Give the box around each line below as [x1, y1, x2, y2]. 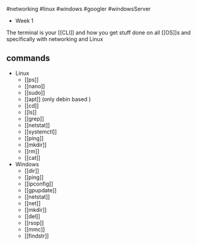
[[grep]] [24, 115, 45, 122]
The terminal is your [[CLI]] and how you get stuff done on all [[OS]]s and [6, 29, 191, 36]
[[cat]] [24, 154, 41, 161]
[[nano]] [24, 82, 45, 89]
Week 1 [15, 17, 34, 24]
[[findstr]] [24, 232, 49, 239]
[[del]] [24, 213, 40, 220]
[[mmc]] [24, 225, 45, 233]
